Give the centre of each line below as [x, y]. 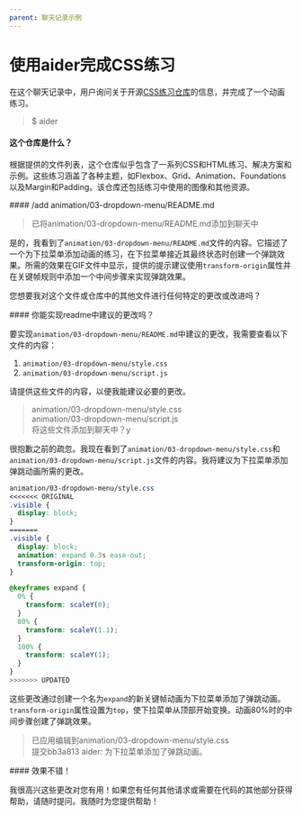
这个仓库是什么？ [41, 143]
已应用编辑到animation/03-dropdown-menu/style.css [130, 740]
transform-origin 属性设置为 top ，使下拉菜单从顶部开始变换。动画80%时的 [147, 710]
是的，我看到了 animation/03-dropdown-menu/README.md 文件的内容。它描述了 [149, 242]
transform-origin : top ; [62, 564]
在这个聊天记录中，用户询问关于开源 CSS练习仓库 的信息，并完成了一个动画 [147, 92]
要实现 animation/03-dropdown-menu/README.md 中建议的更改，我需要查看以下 [149, 333]
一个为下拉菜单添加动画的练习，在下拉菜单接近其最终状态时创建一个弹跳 [143, 254]
